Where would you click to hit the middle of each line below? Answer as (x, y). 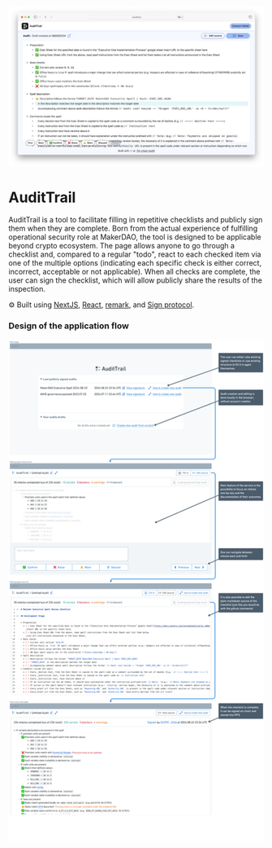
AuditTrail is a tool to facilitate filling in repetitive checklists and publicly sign (136, 220)
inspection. (27, 289)
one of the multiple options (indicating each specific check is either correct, (135, 263)
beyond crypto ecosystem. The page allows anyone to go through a (122, 246)
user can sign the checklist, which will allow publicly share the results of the (135, 280)
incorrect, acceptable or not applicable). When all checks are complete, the (134, 272)
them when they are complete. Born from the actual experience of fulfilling (133, 228)
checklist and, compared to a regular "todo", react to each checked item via (135, 254)
